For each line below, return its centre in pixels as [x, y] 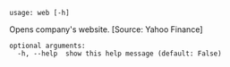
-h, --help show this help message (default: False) [119, 54]
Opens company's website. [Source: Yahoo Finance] [106, 29]
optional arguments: [48, 46]
